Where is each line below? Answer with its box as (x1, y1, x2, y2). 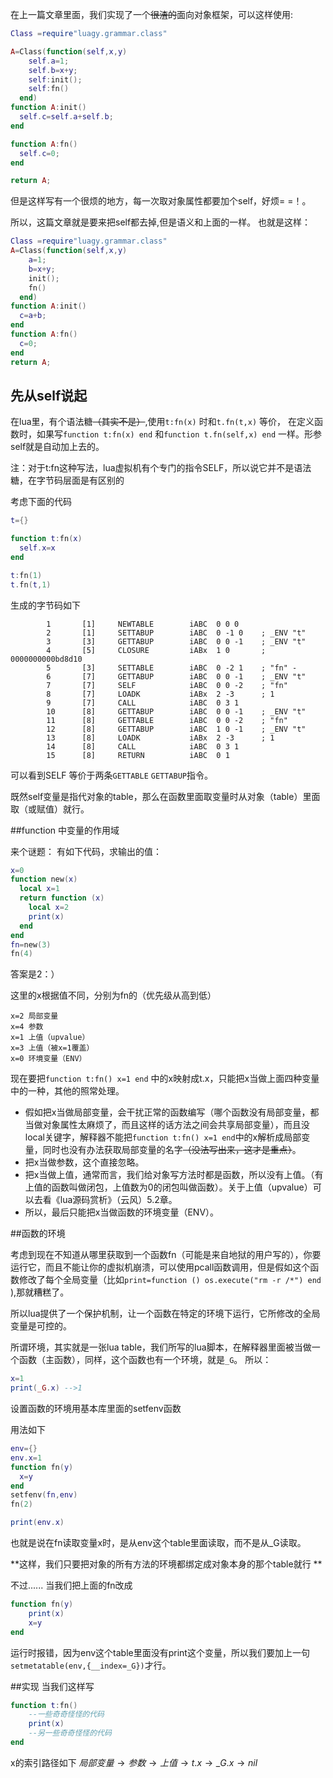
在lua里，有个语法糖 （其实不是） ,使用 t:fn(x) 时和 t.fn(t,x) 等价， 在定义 (10, 416, 315, 428)
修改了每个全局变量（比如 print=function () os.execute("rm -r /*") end (18, 1274, 322, 1286)
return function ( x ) (19, 893, 105, 903)
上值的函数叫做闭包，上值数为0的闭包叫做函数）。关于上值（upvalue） (24, 1181, 313, 1193)
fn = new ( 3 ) (10, 939, 52, 950)
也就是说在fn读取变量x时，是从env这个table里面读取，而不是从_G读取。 (10, 1537, 307, 1549)
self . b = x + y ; (28, 65, 78, 75)
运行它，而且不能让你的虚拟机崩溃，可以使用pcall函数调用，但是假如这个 (10, 1261, 311, 1273)
